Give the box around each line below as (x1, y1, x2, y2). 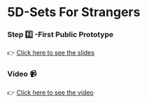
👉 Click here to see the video (7, 88, 94, 97)
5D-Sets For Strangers (7, 4, 141, 20)
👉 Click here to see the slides (7, 48, 94, 57)
